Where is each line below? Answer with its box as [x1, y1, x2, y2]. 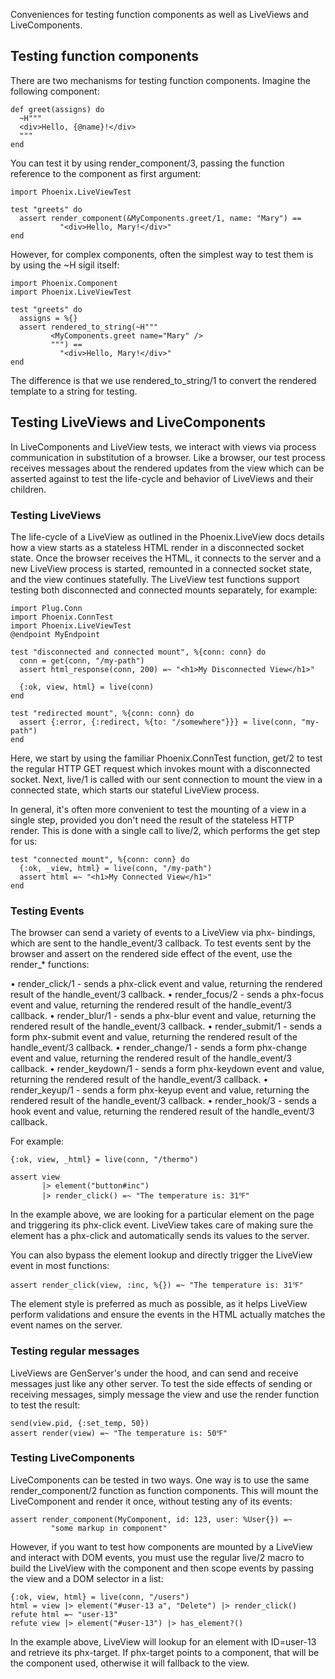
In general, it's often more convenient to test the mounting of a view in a [10, 803, 307, 815]
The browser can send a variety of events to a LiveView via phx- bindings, [10, 927, 316, 939]
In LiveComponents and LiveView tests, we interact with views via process [10, 440, 317, 453]
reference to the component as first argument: [10, 167, 202, 179]
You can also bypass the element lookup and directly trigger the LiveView [10, 1249, 313, 1261]
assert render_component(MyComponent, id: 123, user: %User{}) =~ [10, 1514, 293, 1524]
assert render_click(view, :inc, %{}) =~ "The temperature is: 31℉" [10, 1280, 304, 1291]
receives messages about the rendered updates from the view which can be [10, 462, 325, 474]
